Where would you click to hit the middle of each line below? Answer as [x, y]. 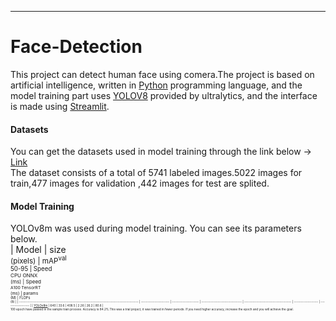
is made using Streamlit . [60, 106]
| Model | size [38, 250]
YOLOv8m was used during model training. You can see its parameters [156, 228]
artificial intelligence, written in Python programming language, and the [156, 85]
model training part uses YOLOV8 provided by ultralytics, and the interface [164, 95]
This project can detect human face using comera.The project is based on [162, 74]
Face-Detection [76, 47]
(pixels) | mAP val [38, 260]
